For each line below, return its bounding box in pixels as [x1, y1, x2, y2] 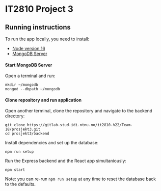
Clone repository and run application [5, 97, 82, 103]
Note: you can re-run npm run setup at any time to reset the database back [5, 176, 156, 182]
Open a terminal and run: [5, 73, 55, 79]
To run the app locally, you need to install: [5, 36, 90, 42]
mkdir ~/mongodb [5, 82, 38, 87]
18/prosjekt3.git [5, 127, 41, 132]
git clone [5, 123, 26, 128]
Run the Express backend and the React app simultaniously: [5, 158, 127, 164]
